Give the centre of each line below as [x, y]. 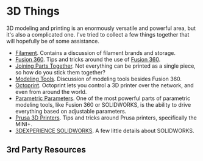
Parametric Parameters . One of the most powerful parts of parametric [103, 98]
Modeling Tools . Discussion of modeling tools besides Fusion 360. [98, 79]
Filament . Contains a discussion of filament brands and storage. [95, 52]
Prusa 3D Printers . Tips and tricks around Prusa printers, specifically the [106, 118]
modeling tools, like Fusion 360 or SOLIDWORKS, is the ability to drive [103, 104]
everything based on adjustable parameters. [71, 111]
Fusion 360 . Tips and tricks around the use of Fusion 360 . [88, 59]
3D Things [33, 11]
